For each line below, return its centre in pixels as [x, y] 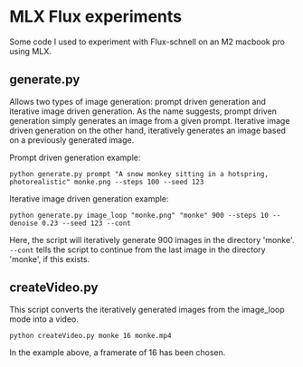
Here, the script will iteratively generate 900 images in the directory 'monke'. [152, 240]
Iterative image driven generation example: [89, 198]
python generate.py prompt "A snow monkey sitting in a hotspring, [139, 174]
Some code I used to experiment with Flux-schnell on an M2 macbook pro [147, 42]
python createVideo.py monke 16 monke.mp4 [90, 335]
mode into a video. [44, 319]
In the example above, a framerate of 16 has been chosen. [118, 352]
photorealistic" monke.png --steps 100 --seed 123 [107, 182]
